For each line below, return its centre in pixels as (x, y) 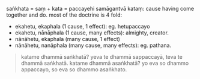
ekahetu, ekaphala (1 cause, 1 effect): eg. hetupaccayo (82, 26)
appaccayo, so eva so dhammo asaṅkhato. (74, 69)
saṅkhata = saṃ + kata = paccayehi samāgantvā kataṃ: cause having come (100, 9)
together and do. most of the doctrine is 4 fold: (64, 15)
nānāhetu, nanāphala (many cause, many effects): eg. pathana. (93, 45)
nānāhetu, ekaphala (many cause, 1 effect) (67, 39)
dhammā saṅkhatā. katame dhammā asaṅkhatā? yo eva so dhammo (105, 63)
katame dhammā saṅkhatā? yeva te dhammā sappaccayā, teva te (102, 57)
